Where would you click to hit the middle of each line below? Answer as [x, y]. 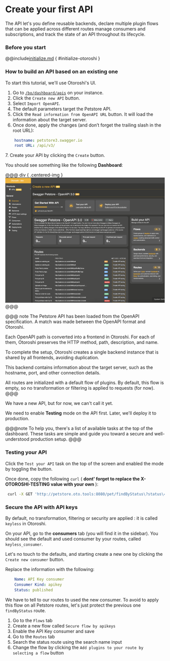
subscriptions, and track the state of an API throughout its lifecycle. [75, 34]
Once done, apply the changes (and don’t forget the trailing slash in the [87, 125]
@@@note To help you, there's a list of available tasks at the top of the [79, 428]
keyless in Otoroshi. [26, 523]
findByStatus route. [26, 610]
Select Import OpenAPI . [36, 103]
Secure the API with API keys [41, 507]
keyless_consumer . [24, 544]
